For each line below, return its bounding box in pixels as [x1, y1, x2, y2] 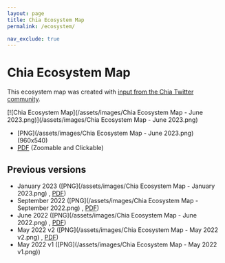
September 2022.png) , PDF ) [17, 204, 100, 212]
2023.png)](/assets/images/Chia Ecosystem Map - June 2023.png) [7, 116, 198, 124]
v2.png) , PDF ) [17, 233, 59, 241]
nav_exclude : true [7, 35, 60, 42]
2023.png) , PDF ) [17, 189, 67, 197]
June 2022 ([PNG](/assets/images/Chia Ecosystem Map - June [17, 211, 197, 219]
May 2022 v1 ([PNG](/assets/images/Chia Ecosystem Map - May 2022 [17, 240, 217, 249]
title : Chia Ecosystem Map [7, 17, 85, 23]
